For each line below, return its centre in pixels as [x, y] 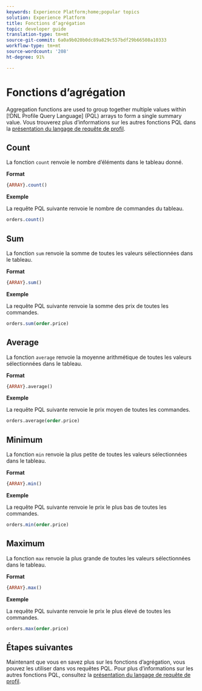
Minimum [25, 440]
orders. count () [25, 220]
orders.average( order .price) [43, 421]
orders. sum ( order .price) [38, 323]
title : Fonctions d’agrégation [46, 23]
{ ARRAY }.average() [29, 386]
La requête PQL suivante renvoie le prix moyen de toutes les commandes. [98, 410]
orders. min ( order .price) [38, 525]
